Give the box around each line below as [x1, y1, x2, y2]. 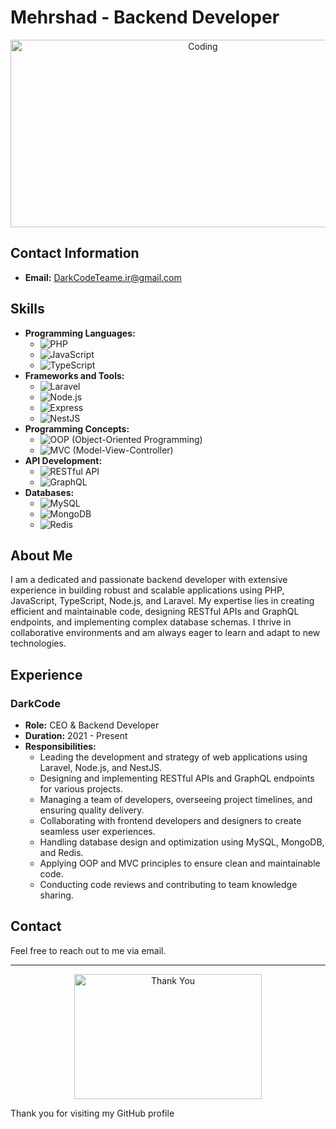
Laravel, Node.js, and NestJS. [39, 762, 163, 774]
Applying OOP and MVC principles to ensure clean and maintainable [39, 857, 321, 870]
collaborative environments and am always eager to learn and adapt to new [10, 627, 321, 639]
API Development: [24, 454, 103, 466]
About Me [10, 547, 73, 564]
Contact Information [10, 245, 140, 262]
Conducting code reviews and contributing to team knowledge [39, 879, 298, 891]
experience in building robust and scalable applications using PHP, [10, 584, 285, 596]
